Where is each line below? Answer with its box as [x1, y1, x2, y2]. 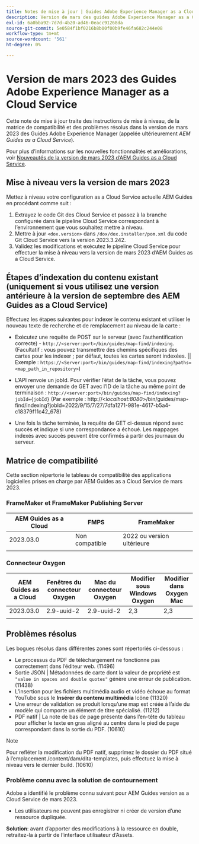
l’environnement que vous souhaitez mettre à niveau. [14, 224, 144, 231]
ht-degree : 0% [6, 42, 41, 48]
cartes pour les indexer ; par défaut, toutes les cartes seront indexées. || [14, 352, 191, 359]
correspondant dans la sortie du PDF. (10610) [14, 725, 126, 732]
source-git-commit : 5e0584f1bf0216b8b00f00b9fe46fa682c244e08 [6, 25, 163, 31]
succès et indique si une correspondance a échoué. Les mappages [14, 426, 179, 433]
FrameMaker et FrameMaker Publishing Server [6, 499, 143, 507]
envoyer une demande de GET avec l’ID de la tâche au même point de [14, 383, 185, 390]
